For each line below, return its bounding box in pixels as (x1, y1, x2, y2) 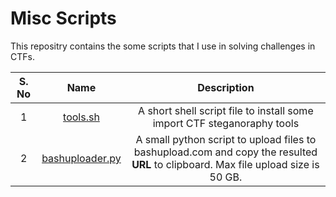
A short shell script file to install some (138, 103, 314, 117)
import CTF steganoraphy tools (152, 116, 300, 130)
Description (197, 80, 255, 94)
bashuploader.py (41, 151, 122, 165)
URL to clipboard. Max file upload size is (131, 157, 320, 171)
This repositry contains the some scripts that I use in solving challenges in (10, 40, 316, 52)
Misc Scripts (10, 7, 117, 30)
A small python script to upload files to (135, 132, 317, 146)
